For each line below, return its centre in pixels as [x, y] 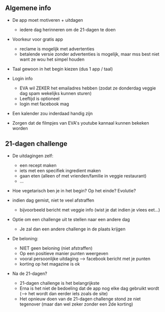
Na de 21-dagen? [30, 273]
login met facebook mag [44, 104]
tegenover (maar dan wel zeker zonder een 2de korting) [76, 304]
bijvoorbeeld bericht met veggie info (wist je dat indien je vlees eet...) [90, 210]
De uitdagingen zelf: [33, 156]
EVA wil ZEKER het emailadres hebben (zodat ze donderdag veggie [88, 88]
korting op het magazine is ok [50, 264]
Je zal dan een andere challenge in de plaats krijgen [72, 229]
